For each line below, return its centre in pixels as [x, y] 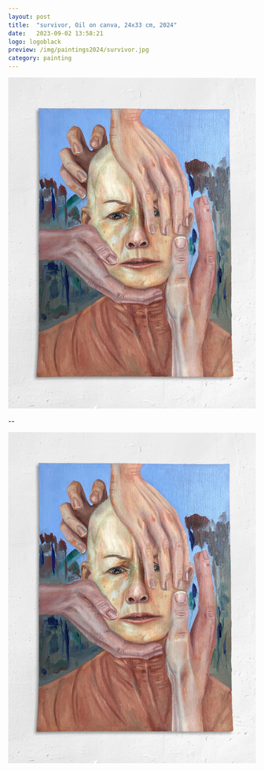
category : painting [40, 58]
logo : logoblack [35, 42]
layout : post [29, 17]
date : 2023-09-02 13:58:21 [56, 33]
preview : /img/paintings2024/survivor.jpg [79, 50]
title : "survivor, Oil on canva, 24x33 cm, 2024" [93, 25]
